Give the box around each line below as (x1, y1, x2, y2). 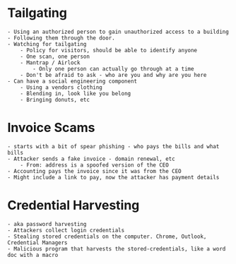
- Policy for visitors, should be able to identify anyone (20, 47, 198, 54)
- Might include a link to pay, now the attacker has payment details (7, 174, 220, 181)
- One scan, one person (20, 53, 90, 60)
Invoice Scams (7, 120, 95, 136)
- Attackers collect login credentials (7, 227, 125, 234)
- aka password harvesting (7, 220, 87, 227)
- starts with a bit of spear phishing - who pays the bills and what (7, 143, 220, 150)
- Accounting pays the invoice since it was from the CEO (7, 167, 182, 174)
